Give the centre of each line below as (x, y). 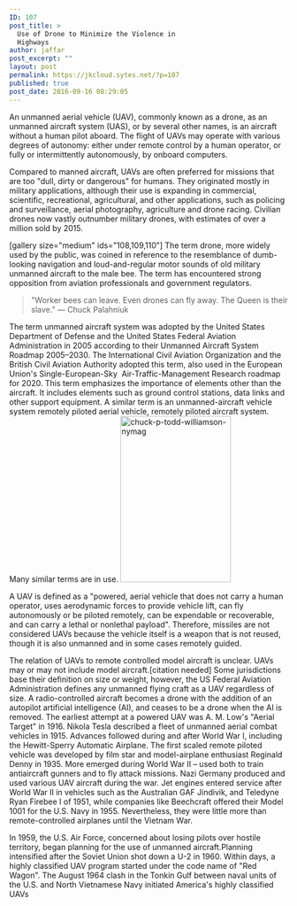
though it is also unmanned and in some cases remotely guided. (126, 643)
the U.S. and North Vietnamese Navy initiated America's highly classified (141, 884)
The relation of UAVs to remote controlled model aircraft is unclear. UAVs (141, 660)
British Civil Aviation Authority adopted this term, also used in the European (146, 364)
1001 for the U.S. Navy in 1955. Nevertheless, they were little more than (138, 810)
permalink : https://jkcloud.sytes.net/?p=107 (94, 75)
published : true (39, 83)
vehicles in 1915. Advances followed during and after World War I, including (146, 735)
